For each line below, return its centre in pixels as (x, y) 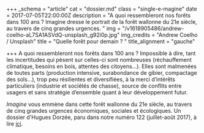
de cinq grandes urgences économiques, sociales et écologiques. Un (94, 111)
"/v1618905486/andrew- (153, 28)
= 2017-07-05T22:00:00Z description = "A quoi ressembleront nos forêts (99, 15)
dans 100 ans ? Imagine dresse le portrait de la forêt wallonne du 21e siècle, (102, 22)
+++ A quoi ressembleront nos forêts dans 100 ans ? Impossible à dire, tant (101, 53)
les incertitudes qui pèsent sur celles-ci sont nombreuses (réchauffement (99, 60)
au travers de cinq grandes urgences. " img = (64, 28)
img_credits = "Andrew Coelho (159, 35)
